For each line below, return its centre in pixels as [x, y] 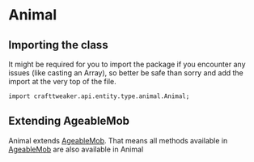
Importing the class [58, 45]
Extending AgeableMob [69, 121]
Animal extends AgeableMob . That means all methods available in [118, 140]
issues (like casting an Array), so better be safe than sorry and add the [126, 73]
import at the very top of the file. [62, 81]
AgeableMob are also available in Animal [76, 149]
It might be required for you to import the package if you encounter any [127, 64]
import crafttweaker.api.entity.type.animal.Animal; [99, 96]
